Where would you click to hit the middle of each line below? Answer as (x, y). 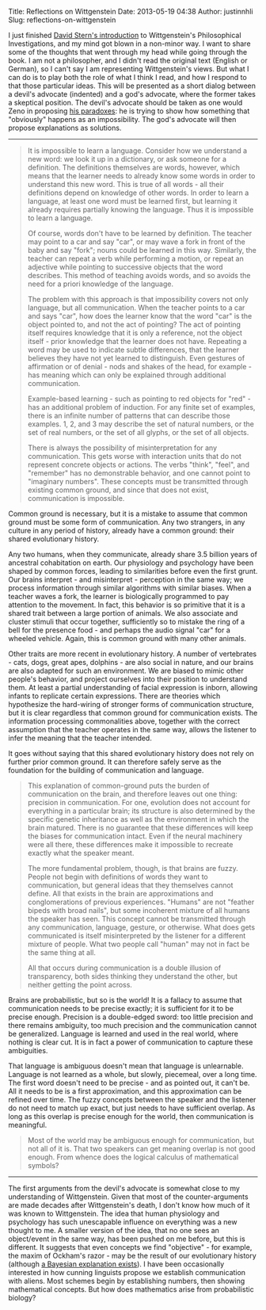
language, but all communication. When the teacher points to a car (136, 307)
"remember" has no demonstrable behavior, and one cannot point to (139, 473)
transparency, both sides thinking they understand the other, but (133, 976)
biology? (22, 1298)
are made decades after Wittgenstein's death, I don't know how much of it (129, 1205)
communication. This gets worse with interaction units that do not (134, 456)
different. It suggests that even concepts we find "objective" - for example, (130, 1247)
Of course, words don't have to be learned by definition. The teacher (140, 233)
